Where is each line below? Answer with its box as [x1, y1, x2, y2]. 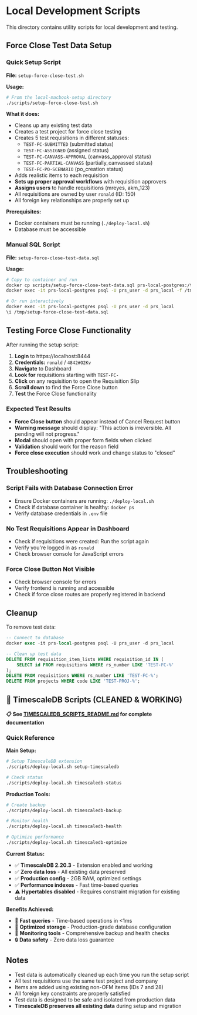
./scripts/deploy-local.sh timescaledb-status [6, 780, 122, 786]
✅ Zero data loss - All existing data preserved [14, 868, 126, 875]
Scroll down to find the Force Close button [14, 383, 118, 390]
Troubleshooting [6, 466, 69, 476]
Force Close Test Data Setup [6, 41, 112, 51]
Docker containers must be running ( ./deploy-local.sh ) [14, 219, 150, 227]
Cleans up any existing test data [14, 122, 93, 129]
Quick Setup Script [6, 58, 61, 66]
